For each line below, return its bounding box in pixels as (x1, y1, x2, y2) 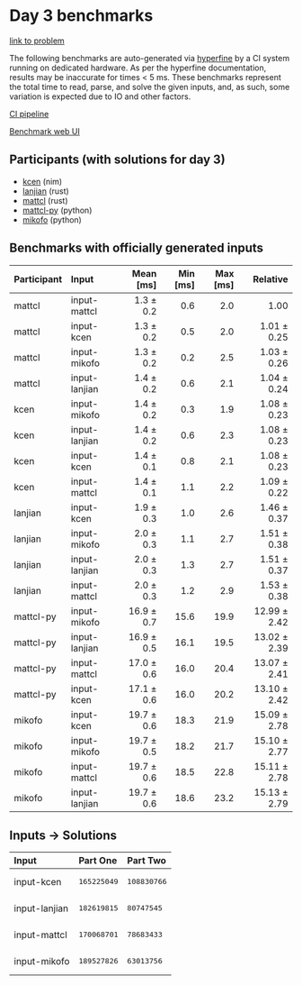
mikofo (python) (22, 214, 83, 225)
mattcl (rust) (22, 195, 69, 205)
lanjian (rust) (22, 186, 69, 196)
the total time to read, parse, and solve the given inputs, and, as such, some (9, 81, 290, 92)
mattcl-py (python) (22, 205, 93, 215)
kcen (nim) (22, 176, 63, 187)
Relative (253, 272, 289, 285)
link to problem (9, 35, 65, 46)
